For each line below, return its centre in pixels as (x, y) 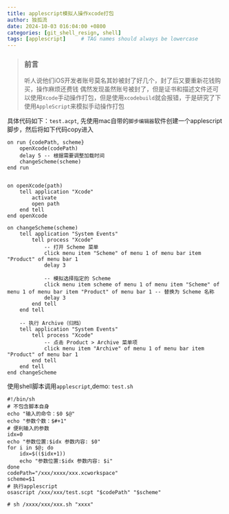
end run (18, 168)
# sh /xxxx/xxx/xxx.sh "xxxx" (51, 505)
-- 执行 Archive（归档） (52, 324)
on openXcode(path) (35, 186)
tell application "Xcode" (57, 192)
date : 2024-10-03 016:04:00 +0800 (57, 26)
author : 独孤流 (27, 20)
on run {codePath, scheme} (46, 143)
